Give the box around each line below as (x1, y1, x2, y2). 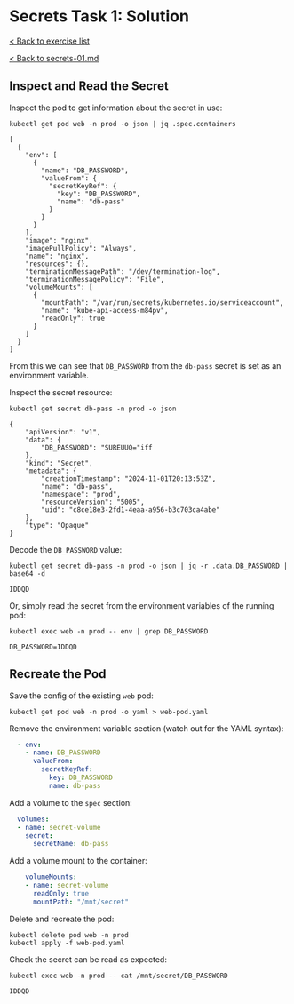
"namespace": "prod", (41, 490, 122, 498)
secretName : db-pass (32, 840, 109, 849)
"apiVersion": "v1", (25, 427, 101, 436)
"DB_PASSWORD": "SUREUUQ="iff (41, 442, 153, 452)
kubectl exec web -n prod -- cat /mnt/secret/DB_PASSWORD (9, 971, 228, 980)
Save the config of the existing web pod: (9, 690, 154, 701)
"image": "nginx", (25, 235, 93, 245)
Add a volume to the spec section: (9, 797, 133, 808)
